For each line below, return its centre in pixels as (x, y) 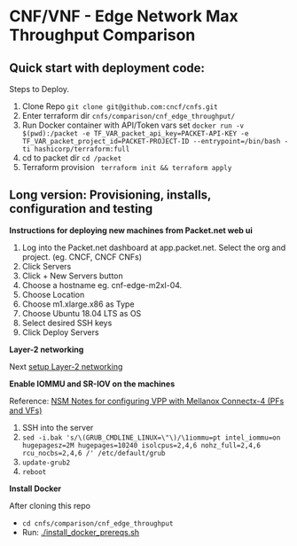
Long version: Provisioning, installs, (110, 195)
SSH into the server (58, 427)
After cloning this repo (50, 505)
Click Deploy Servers (60, 332)
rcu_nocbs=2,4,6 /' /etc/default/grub (94, 453)
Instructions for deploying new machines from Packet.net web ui (131, 230)
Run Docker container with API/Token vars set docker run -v (133, 125)
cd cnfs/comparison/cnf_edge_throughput (98, 523)
